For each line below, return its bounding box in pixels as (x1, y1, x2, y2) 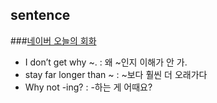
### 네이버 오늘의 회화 (10, 34, 97, 47)
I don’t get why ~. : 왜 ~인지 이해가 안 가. (24, 56, 188, 68)
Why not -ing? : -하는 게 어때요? (24, 81, 153, 93)
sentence (10, 7, 71, 24)
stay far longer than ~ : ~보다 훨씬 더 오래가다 (24, 68, 208, 80)
